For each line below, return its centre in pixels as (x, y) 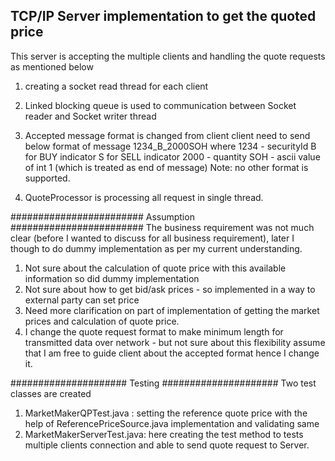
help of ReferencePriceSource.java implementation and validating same (172, 423)
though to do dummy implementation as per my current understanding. (156, 248)
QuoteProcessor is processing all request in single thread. (144, 197)
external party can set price (82, 300)
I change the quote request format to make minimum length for (154, 331)
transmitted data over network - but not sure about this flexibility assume (175, 342)
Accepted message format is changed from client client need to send (167, 135)
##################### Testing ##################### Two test (163, 383)
